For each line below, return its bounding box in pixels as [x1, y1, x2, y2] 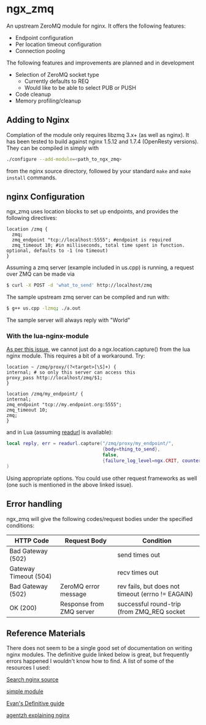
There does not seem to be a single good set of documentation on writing [6, 645, 193, 652]
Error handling [6, 499, 63, 509]
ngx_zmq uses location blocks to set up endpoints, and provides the [6, 208, 179, 215]
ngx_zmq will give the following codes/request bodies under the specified [6, 515, 193, 522]
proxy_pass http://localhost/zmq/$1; [6, 375, 103, 381]
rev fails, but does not [117, 582, 180, 590]
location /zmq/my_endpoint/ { [6, 391, 84, 398]
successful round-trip [117, 600, 181, 608]
